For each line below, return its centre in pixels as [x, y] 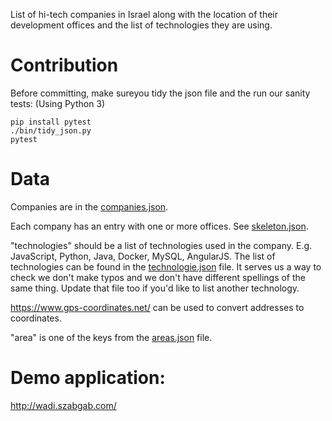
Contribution [64, 65]
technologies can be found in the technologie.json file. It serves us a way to [166, 266]
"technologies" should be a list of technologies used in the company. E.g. [161, 245]
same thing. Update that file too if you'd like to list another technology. [155, 288]
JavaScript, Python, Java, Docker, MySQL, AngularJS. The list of [143, 256]
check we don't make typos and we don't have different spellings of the [158, 277]
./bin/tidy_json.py [51, 130]
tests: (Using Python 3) [58, 103]
